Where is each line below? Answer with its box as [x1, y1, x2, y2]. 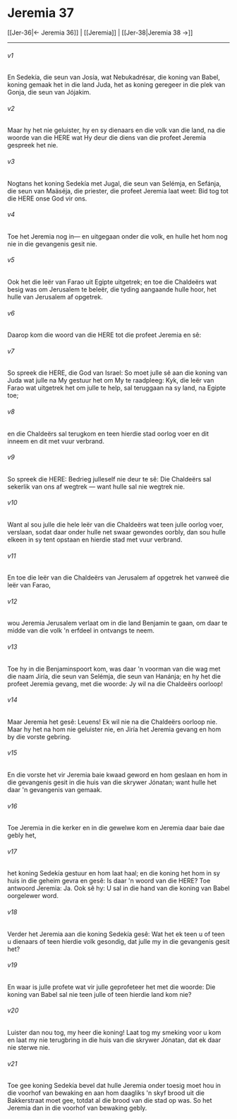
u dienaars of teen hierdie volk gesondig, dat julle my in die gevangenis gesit [7, 937, 230, 945]
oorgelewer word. [7, 892, 59, 900]
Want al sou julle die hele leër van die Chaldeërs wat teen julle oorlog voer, [7, 520, 224, 529]
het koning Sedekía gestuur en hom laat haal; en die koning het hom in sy [7, 869, 221, 878]
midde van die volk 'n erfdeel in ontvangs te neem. [7, 626, 155, 635]
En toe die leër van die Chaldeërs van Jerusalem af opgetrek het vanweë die [7, 573, 229, 582]
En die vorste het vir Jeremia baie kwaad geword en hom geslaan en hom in [7, 770, 228, 779]
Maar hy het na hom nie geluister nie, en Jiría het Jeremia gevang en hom [7, 725, 221, 734]
